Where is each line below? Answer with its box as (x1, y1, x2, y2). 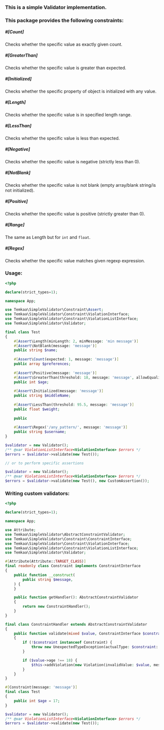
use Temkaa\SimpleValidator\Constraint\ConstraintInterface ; (5, 536, 132, 541)
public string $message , (22, 577, 73, 582)
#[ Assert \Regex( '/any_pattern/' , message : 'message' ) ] (14, 425, 128, 430)
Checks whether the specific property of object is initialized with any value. (5, 88, 157, 94)
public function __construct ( (14, 572, 76, 577)
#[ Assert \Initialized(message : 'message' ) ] (14, 389, 104, 394)
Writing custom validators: (5, 490, 70, 496)
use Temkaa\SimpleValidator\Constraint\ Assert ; (5, 307, 104, 312)
